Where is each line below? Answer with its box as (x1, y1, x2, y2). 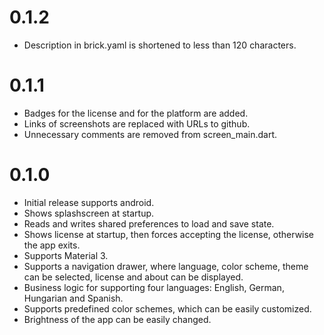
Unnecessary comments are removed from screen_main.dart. (23, 128, 278, 140)
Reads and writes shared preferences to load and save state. (23, 217, 275, 230)
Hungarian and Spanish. (23, 292, 124, 304)
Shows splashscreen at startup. (23, 207, 155, 219)
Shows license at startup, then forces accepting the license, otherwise (23, 228, 315, 240)
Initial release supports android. (23, 196, 155, 208)
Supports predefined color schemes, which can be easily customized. (23, 302, 312, 315)
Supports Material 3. (23, 249, 109, 261)
